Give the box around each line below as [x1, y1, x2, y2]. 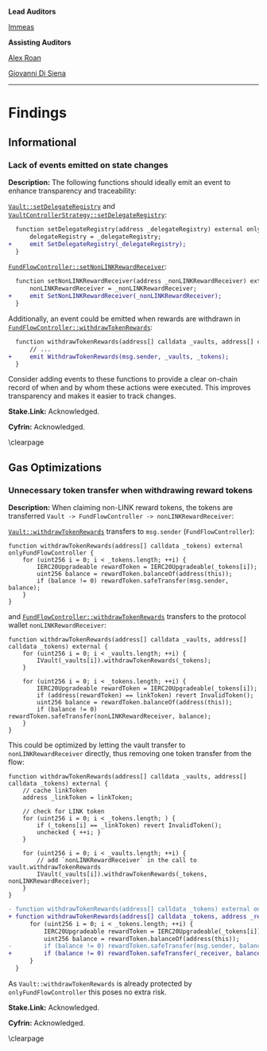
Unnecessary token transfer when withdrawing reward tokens [8, 484, 253, 496]
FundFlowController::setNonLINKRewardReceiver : [8, 262, 168, 272]
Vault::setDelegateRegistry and [8, 201, 115, 210]
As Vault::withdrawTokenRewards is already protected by [8, 978, 192, 988]
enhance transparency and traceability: [8, 186, 137, 195]
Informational [8, 135, 77, 149]
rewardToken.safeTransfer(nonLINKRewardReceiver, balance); [8, 712, 212, 720]
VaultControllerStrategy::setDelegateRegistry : [8, 210, 168, 219]
